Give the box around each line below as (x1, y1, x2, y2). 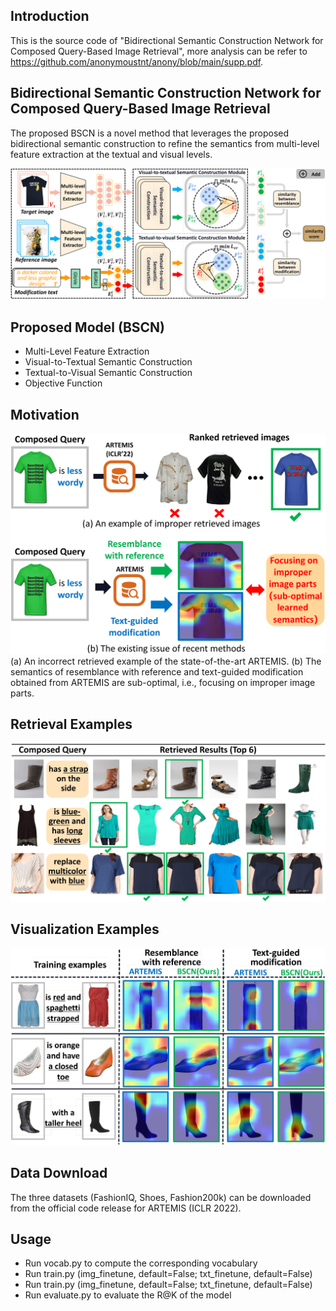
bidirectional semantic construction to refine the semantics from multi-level (10, 137, 320, 149)
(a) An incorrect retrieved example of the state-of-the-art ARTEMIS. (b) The (10, 655, 322, 667)
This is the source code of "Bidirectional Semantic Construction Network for (10, 34, 324, 46)
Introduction (10, 8, 90, 25)
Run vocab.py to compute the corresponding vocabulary (24, 1257, 258, 1269)
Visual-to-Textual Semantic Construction (24, 356, 193, 368)
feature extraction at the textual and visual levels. (10, 148, 213, 160)
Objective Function (24, 377, 103, 389)
